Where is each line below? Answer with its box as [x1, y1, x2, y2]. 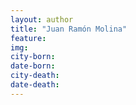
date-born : [10, 61, 56, 71]
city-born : [10, 52, 56, 62]
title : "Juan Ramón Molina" [10, 24, 128, 34]
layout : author [10, 14, 74, 25]
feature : [10, 33, 47, 43]
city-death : [10, 71, 60, 81]
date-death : [10, 80, 60, 90]
